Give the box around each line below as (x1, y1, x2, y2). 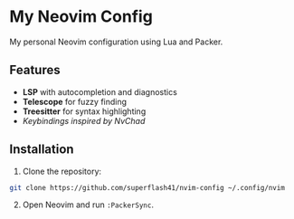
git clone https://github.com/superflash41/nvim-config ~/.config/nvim (9, 183, 285, 192)
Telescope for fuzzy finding (22, 96, 128, 107)
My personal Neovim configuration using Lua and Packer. (9, 36, 223, 47)
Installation (9, 142, 74, 157)
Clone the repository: (22, 166, 102, 176)
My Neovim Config (9, 6, 154, 27)
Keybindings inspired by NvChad (22, 115, 146, 126)
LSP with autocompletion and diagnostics (22, 86, 178, 97)
